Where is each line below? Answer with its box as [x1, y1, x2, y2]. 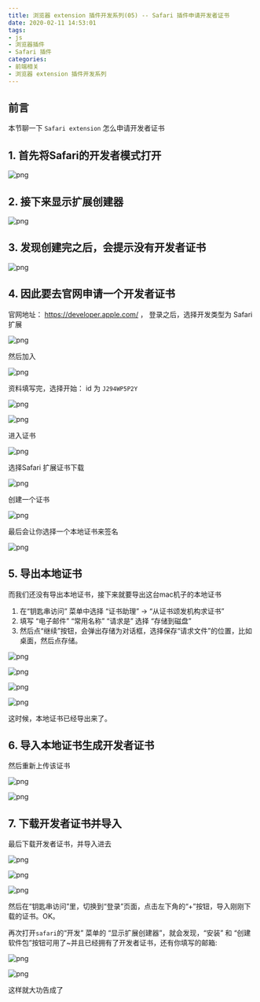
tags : [8, 26, 26, 34]
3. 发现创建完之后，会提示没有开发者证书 [8, 241, 207, 254]
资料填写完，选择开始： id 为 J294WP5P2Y [8, 383, 138, 393]
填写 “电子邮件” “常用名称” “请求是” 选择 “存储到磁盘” [19, 616, 192, 626]
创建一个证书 [8, 494, 49, 504]
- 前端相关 [8, 63, 39, 71]
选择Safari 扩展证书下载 [8, 462, 85, 472]
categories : [8, 56, 47, 64]
